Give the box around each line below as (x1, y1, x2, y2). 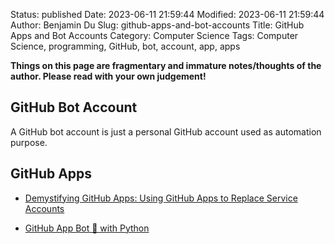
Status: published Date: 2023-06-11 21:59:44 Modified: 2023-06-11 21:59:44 (10, 9, 325, 20)
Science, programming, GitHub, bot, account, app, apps (10, 40, 241, 52)
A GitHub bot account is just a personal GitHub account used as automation (10, 125, 322, 138)
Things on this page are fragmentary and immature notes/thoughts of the (10, 60, 322, 71)
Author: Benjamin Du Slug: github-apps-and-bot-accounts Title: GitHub (10, 19, 305, 31)
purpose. (10, 136, 48, 148)
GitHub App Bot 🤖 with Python (24, 222, 150, 234)
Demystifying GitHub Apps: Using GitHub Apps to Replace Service (24, 192, 298, 204)
